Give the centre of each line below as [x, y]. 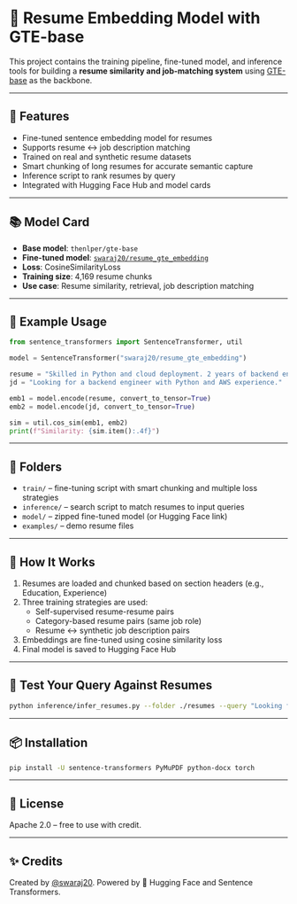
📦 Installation [49, 743]
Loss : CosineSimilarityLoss [71, 267]
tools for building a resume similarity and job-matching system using [137, 71]
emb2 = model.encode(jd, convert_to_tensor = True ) [103, 407]
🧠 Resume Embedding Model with [135, 18]
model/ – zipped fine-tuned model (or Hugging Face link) [125, 517]
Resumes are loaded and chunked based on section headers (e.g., [143, 583]
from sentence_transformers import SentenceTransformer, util [126, 342]
